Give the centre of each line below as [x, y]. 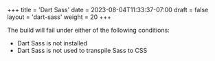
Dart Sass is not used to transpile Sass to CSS [82, 50]
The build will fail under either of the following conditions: [88, 30]
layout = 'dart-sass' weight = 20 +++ [59, 17]
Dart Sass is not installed [52, 43]
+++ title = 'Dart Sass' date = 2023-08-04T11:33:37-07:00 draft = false [108, 10]
